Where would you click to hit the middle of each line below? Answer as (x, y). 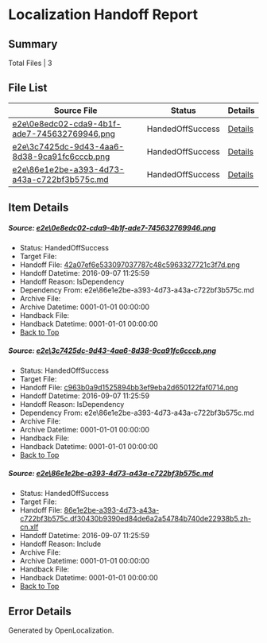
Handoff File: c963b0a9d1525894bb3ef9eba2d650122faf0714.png (129, 388)
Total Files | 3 (30, 63)
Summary (33, 44)
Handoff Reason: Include (60, 544)
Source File (75, 110)
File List (28, 88)
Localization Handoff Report (103, 15)
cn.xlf (29, 527)
